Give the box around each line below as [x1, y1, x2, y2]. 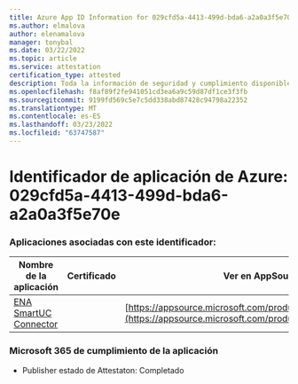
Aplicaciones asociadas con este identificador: [9, 236, 216, 248]
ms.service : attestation [9, 63, 101, 72]
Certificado [67, 270, 117, 282]
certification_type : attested [9, 71, 122, 80]
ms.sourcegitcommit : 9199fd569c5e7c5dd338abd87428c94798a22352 [9, 95, 248, 105]
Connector [13, 318, 59, 331]
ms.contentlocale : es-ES [9, 112, 101, 121]
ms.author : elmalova [9, 21, 86, 30]
